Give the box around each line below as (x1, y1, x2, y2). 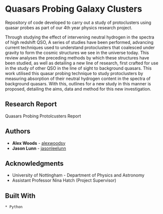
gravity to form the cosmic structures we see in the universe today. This (5, 50, 149, 56)
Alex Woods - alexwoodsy (12, 140, 66, 146)
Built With (5, 192, 36, 200)
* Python (5, 205, 23, 210)
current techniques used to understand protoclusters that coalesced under (5, 44, 155, 50)
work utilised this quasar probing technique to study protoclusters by (5, 70, 144, 76)
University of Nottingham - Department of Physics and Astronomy (12, 172, 145, 178)
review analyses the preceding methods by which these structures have (5, 55, 149, 60)
